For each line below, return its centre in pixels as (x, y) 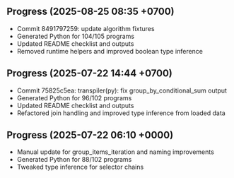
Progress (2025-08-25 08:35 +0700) (90, 12)
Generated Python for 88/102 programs (74, 160)
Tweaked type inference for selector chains (80, 167)
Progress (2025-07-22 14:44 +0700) (89, 73)
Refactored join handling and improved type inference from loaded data (121, 113)
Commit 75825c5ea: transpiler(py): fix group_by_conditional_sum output (122, 90)
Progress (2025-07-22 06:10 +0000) (90, 135)
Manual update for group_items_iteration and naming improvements (116, 152)
